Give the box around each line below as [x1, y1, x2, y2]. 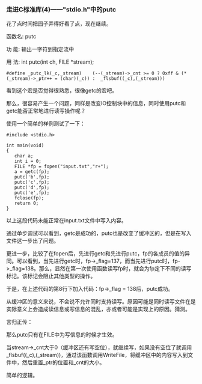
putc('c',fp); [14, 179, 50, 186]
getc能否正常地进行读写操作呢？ [6, 107, 86, 115]
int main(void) [6, 142, 44, 148]
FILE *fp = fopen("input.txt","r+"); [14, 163, 109, 169]
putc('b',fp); [14, 174, 50, 180]
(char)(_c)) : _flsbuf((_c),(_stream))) [60, 76, 165, 82]
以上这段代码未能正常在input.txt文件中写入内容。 [6, 217, 127, 224]
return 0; [14, 200, 39, 207]
